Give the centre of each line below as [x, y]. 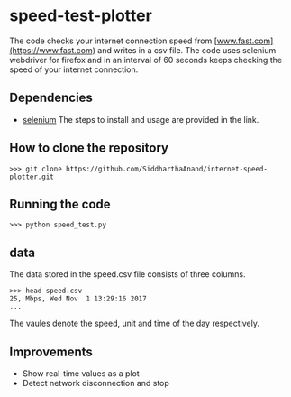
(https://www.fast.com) [53, 50]
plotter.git [32, 177]
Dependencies [51, 98]
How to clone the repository [89, 148]
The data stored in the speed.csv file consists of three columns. [127, 274]
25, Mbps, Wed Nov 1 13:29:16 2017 [78, 299]
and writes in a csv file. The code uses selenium [187, 50]
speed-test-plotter [81, 16]
